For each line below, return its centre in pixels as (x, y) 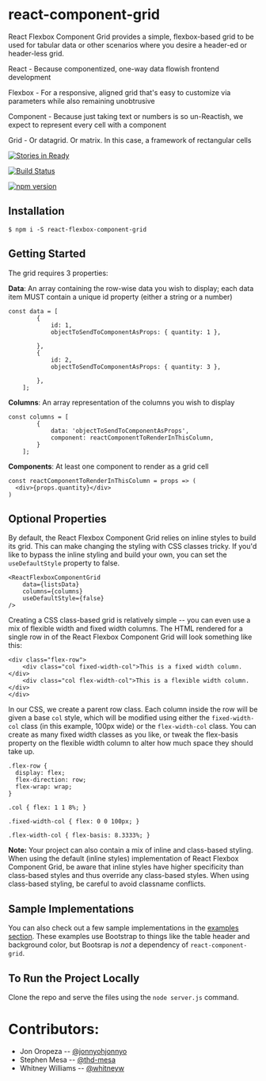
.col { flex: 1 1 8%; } (47, 808)
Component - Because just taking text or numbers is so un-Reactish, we (126, 116)
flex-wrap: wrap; (44, 787)
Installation (36, 211)
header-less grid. (36, 53)
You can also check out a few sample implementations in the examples (123, 928)
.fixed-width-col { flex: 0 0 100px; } (74, 822)
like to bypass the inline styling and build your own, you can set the (118, 555)
